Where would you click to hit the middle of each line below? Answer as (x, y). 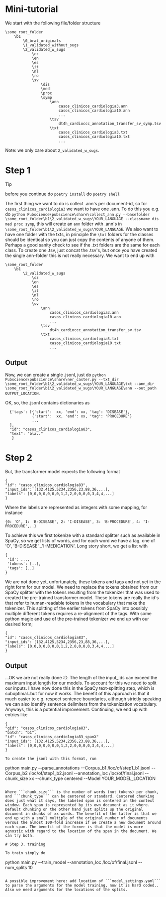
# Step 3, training (25, 844)
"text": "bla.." (26, 434)
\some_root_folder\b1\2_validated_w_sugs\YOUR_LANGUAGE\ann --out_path (81, 388)
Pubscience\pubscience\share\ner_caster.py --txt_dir (62, 380)
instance (14, 513)
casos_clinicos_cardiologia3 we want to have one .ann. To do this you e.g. (82, 209)
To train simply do (25, 853)
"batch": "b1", (21, 733)
